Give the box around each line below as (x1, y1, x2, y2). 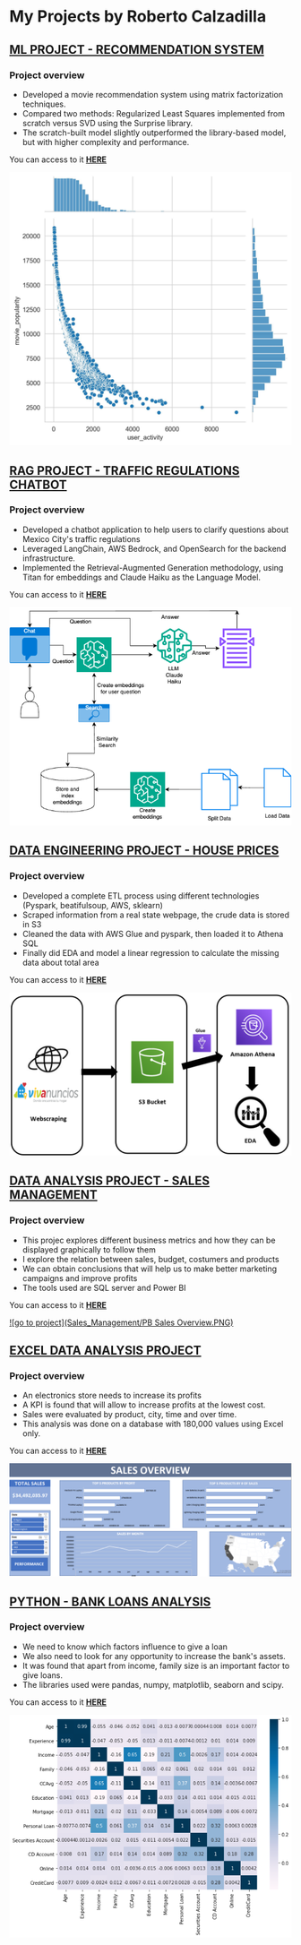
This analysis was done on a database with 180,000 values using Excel (21, 1418, 284, 1430)
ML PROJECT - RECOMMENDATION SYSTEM (9, 42, 264, 57)
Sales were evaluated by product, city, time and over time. (21, 1409, 237, 1420)
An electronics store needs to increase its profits (21, 1390, 202, 1401)
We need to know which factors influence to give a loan (21, 1641, 228, 1652)
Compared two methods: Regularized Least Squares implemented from (21, 108, 285, 118)
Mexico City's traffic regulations (21, 533, 141, 544)
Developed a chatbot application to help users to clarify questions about (21, 524, 289, 535)
